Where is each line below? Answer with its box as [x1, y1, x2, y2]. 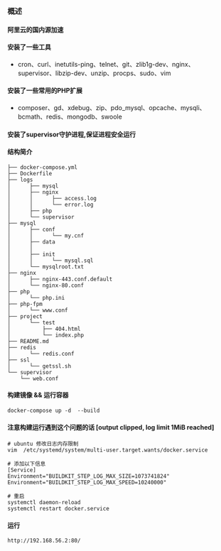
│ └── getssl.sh [7, 362, 72, 370]
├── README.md [7, 337, 50, 345]
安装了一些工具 [7, 43, 51, 51]
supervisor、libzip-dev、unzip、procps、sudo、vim [17, 69, 171, 77]
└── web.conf [20, 375, 59, 382]
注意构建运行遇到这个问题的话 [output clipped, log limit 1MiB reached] [7, 422, 215, 431]
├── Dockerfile [7, 170, 53, 177]
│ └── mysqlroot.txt [7, 263, 84, 271]
